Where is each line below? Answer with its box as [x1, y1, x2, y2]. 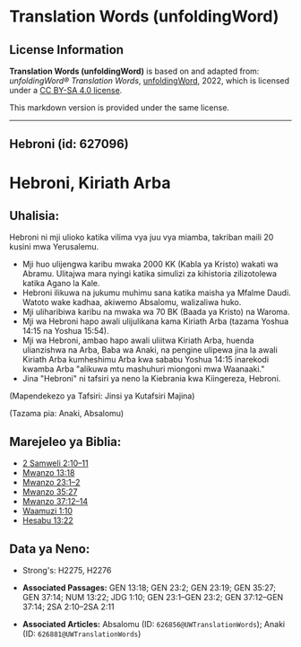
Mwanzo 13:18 [21, 468, 75, 478]
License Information [9, 42, 124, 57]
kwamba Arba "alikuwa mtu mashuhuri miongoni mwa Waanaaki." [21, 363, 265, 374]
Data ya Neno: [9, 541, 90, 556]
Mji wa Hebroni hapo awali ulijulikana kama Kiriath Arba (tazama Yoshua [21, 316, 289, 327]
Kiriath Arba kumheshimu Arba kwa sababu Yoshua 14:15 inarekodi [21, 354, 270, 365]
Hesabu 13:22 [21, 515, 73, 526]
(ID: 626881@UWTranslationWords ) [21, 628, 142, 639]
